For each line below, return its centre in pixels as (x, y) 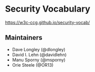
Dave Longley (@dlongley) (39, 49)
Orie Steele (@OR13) (33, 65)
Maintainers (24, 38)
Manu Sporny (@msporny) (39, 60)
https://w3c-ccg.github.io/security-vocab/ (47, 22)
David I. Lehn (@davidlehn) (39, 54)
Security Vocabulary (48, 9)
